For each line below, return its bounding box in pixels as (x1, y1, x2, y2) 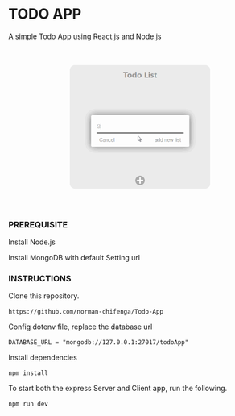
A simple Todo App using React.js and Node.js (8, 31, 162, 41)
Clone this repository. (8, 291, 80, 301)
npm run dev (8, 400, 48, 408)
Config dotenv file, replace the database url (8, 322, 153, 331)
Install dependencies (8, 352, 78, 363)
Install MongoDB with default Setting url (8, 253, 141, 263)
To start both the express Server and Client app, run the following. (8, 384, 228, 393)
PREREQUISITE (8, 218, 68, 230)
